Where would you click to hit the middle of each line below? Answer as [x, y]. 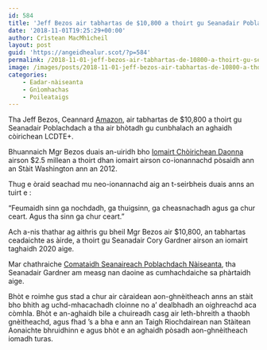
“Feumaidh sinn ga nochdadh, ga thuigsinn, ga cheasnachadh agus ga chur [132, 208]
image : [19, 68]
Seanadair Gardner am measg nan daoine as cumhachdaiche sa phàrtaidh [130, 273]
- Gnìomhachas [46, 89]
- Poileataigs [46, 97]
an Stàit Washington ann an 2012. [63, 169]
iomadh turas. [31, 339]
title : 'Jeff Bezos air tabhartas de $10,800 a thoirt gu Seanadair [124, 23]
